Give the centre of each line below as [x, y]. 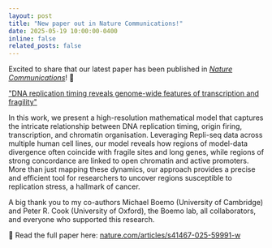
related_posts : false [45, 46]
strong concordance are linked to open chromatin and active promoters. [129, 161]
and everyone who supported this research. [82, 220]
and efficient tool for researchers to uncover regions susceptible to [121, 178]
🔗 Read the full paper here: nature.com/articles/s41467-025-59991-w [125, 235]
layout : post [30, 16]
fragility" [23, 102]
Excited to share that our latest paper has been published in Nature [121, 69]
